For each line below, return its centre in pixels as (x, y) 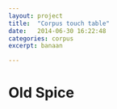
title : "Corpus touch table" (59, 23)
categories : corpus (41, 38)
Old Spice (42, 93)
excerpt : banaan (36, 46)
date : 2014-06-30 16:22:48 (57, 31)
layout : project (36, 16)
